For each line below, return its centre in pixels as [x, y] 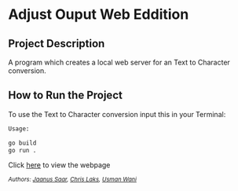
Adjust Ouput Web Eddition [99, 15]
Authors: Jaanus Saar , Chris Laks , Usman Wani [73, 180]
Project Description [57, 44]
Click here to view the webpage [59, 165]
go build [22, 143]
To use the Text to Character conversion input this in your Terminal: [117, 114]
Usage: [19, 129]
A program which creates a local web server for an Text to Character [119, 62]
